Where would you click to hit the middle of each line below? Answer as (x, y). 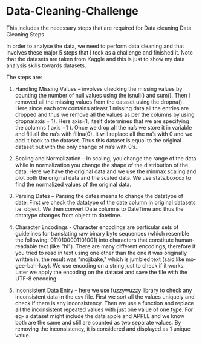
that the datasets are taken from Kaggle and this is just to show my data (96, 59)
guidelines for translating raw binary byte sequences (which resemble (102, 233)
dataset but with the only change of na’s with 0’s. (76, 147)
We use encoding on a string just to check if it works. (119, 265)
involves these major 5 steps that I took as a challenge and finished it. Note (100, 52)
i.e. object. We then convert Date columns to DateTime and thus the (99, 209)
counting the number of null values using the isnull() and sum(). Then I (103, 95)
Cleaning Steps (25, 34)
